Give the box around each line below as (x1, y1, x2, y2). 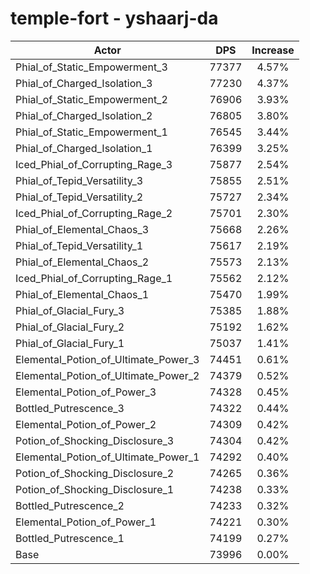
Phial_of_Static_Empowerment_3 (15, 60, 168, 74)
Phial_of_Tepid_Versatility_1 (15, 238, 144, 252)
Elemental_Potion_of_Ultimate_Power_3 (15, 352, 200, 366)
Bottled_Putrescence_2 (15, 498, 125, 512)
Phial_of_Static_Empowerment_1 (15, 125, 168, 139)
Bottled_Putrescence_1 (15, 531, 125, 545)
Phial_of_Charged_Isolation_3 (15, 76, 153, 90)
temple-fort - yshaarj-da (10, 7, 219, 30)
